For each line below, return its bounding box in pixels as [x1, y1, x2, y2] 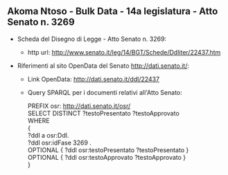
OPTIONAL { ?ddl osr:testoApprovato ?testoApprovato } [27, 153, 186, 161]
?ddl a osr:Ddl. [27, 131, 69, 139]
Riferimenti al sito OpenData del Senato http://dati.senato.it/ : [17, 62, 189, 70]
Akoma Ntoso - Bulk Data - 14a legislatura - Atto [7, 6, 218, 17]
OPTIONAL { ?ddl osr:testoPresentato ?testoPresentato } [27, 145, 189, 154]
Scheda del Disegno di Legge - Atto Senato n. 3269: [17, 35, 167, 43]
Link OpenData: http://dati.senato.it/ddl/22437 [27, 75, 160, 83]
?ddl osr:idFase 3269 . [27, 138, 92, 147]
